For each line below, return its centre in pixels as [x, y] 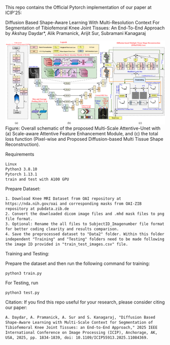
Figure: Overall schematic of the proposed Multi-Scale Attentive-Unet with [83, 128]
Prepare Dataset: [23, 189]
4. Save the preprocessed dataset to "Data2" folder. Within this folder [85, 234]
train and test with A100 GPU [37, 179]
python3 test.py [22, 293]
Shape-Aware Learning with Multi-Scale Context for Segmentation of [79, 323]
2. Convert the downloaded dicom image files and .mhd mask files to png [85, 214]
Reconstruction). [23, 144]
